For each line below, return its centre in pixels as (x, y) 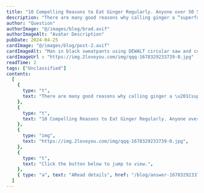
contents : (19, 74)
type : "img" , (39, 136)
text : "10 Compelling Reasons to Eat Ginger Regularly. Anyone (104, 119)
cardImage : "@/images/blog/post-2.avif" (58, 46)
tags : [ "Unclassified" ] (36, 68)
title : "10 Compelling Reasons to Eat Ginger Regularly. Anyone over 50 (100, 12)
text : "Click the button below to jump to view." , (88, 164)
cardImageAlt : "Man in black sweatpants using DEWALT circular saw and (99, 51)
